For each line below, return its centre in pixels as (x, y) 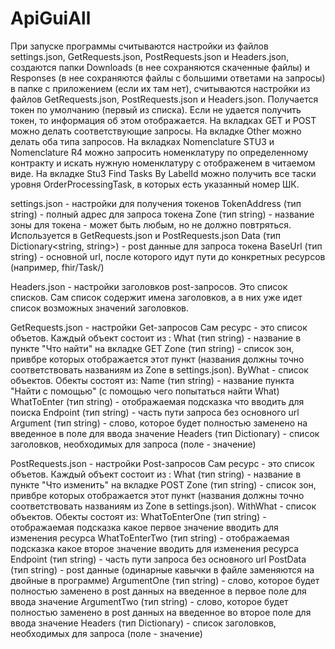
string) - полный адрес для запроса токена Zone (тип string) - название (162, 214)
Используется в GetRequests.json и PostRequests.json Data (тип (145, 235)
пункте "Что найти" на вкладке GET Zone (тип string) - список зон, (152, 348)
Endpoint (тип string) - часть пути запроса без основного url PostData (158, 559)
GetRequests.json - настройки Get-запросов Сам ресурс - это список (159, 327)
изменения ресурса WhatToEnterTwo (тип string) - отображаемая (150, 538)
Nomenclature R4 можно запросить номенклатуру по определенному (159, 152)
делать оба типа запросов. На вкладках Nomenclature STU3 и (142, 141)
